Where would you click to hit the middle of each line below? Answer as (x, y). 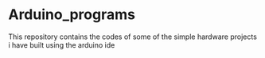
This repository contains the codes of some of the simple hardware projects (132, 37)
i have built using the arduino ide (62, 44)
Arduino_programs (72, 15)
